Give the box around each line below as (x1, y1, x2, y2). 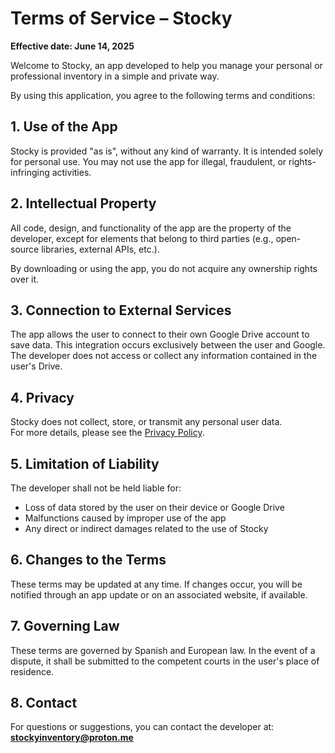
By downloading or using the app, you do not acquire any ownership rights (10, 262, 318, 274)
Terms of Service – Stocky (10, 7, 233, 30)
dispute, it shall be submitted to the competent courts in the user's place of (10, 655, 320, 667)
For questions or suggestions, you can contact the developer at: (10, 721, 275, 733)
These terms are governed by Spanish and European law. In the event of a (10, 644, 316, 656)
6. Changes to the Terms (10, 552, 167, 569)
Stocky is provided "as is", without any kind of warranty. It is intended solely (10, 145, 324, 157)
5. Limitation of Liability (10, 455, 160, 472)
